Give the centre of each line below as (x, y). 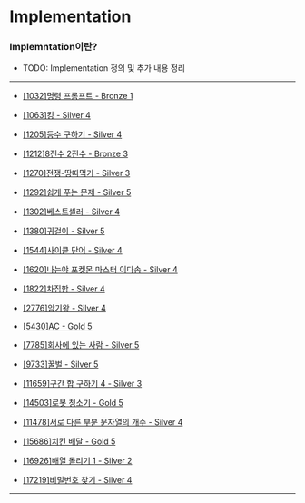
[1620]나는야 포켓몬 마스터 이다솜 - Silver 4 (100, 270)
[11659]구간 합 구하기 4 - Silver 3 (82, 384)
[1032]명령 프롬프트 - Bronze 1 (78, 96)
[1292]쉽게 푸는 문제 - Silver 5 (77, 192)
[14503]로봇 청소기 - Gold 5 (73, 403)
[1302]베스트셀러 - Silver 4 (71, 212)
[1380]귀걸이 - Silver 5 (64, 231)
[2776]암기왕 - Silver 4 (64, 308)
